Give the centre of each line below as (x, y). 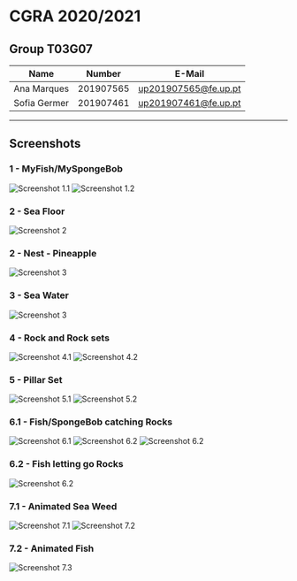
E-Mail (190, 74)
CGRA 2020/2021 (75, 16)
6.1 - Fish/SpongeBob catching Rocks (91, 422)
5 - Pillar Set (36, 379)
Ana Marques (41, 88)
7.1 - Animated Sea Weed (63, 506)
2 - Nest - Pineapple (53, 253)
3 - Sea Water (39, 295)
